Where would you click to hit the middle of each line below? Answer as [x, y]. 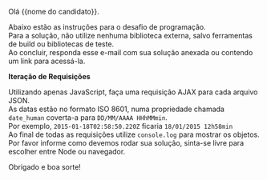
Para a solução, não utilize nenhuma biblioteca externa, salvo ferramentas [130, 36]
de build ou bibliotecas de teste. [61, 44]
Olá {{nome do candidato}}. [54, 12]
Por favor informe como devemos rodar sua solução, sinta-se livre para [126, 143]
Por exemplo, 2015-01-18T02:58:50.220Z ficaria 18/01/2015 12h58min [121, 126]
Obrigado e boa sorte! [45, 167]
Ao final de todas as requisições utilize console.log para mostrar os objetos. [134, 134]
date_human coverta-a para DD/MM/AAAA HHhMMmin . [88, 118]
